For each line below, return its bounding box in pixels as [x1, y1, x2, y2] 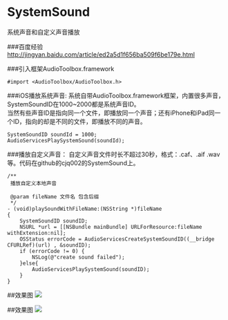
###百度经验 [7, 42, 44, 50]
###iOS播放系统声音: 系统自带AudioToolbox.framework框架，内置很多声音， [7, 91, 225, 100]
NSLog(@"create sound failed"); [32, 254, 126, 261]
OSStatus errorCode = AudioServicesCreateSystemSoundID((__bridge [19, 236, 215, 243]
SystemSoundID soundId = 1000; [7, 131, 97, 138]
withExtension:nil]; [7, 229, 67, 236]
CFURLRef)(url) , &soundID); [7, 241, 91, 249]
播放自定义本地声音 [10, 180, 57, 187]
